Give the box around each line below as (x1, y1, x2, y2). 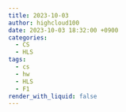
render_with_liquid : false (8, 92, 97, 100)
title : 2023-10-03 (8, 11, 69, 20)
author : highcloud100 (8, 19, 80, 27)
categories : (8, 33, 48, 42)
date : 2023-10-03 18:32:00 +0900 (8, 26, 119, 34)
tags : (8, 56, 26, 64)
